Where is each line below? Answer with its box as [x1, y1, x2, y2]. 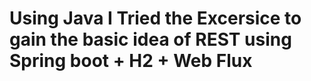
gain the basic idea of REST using [9, 28, 292, 51]
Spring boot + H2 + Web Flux [9, 50, 253, 72]
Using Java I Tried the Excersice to [9, 7, 302, 30]
